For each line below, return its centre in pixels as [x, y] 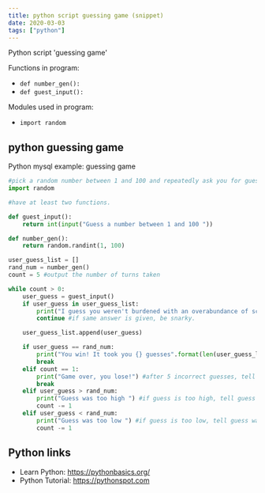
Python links [39, 453]
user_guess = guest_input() [68, 296]
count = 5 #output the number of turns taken [84, 275]
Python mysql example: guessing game [72, 166]
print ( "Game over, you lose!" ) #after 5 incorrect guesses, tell [146, 377]
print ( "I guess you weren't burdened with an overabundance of [142, 311]
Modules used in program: [51, 107]
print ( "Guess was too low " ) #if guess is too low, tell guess [142, 420]
